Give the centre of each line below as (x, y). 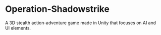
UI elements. (18, 28)
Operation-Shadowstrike (57, 9)
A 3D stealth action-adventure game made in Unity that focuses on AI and (80, 23)
